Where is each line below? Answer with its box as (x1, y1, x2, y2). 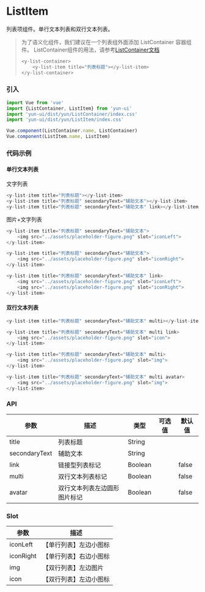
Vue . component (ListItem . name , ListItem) (6, 134, 111, 140)
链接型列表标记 (57, 461, 101, 469)
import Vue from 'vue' (6, 99, 64, 105)
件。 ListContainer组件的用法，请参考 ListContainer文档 (21, 46, 160, 53)
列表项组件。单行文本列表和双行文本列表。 (6, 25, 113, 32)
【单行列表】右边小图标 (42, 552, 110, 561)
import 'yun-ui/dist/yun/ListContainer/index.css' (6, 111, 138, 117)
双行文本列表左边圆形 (57, 484, 120, 492)
